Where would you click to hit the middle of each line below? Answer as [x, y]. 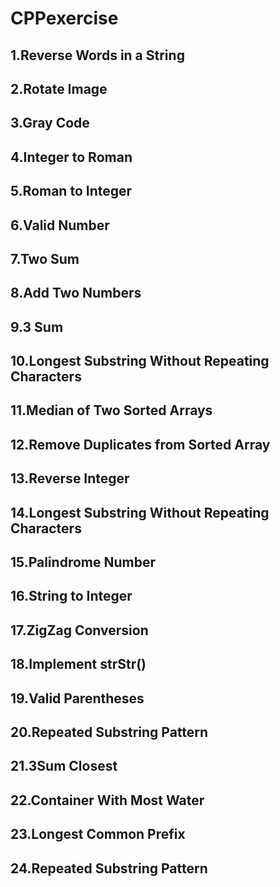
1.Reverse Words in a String [97, 55]
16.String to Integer [71, 596]
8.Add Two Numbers [76, 293]
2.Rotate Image [59, 88]
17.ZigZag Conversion [79, 630]
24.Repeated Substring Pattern [109, 868]
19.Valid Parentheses [77, 698]
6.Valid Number [60, 225]
